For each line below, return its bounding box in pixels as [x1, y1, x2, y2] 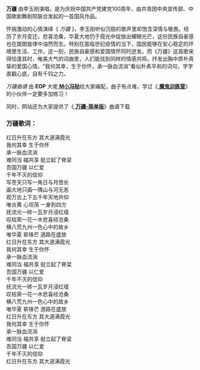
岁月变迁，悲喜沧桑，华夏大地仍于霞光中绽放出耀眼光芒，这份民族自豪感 [16, 33, 194, 40]
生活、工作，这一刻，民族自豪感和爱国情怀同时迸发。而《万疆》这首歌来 [16, 48, 194, 55]
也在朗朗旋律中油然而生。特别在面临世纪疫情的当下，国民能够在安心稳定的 [6, 41, 189, 47]
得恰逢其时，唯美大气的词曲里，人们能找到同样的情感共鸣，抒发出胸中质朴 [6, 55, 189, 62]
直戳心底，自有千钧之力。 [6, 70, 69, 77]
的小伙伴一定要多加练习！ [6, 90, 69, 97]
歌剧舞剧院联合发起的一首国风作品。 [11, 13, 100, 20]
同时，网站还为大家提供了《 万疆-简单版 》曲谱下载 [6, 103, 130, 110]
